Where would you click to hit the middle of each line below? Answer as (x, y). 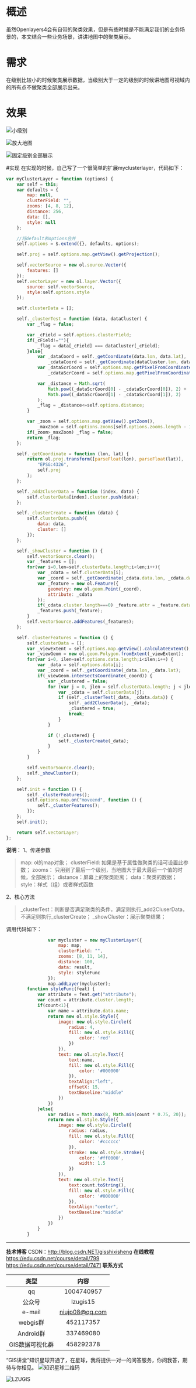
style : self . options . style (59, 292)
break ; (76, 714)
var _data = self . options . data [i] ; (80, 665)
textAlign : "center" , (93, 1207)
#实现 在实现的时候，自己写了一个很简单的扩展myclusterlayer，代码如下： (95, 168)
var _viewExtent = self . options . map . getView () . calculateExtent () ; (109, 649)
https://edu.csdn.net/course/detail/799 (53, 1258)
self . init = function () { (49, 789)
